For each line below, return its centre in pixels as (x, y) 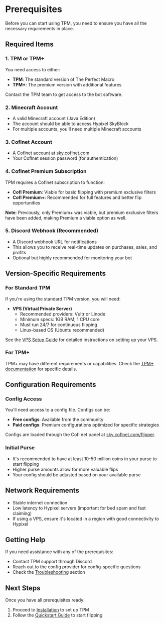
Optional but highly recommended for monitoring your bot (72, 258)
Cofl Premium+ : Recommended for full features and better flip (77, 197)
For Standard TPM (28, 288)
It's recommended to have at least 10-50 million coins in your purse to (85, 459)
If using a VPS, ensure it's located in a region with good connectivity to (86, 518)
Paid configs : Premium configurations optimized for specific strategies (86, 425)
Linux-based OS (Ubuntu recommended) (62, 330)
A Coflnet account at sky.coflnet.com (51, 153)
